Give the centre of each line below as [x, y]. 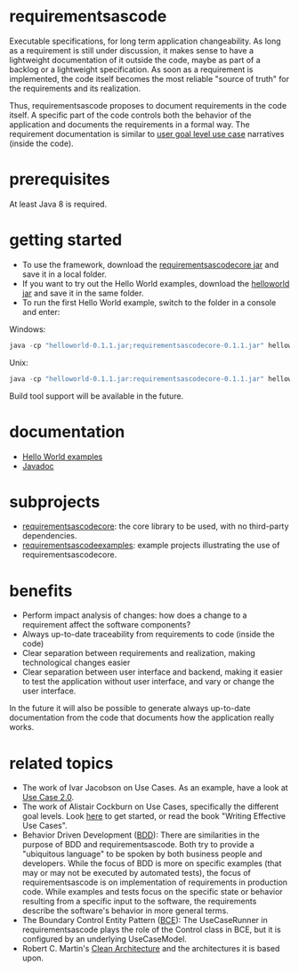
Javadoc [38, 466]
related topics [61, 763]
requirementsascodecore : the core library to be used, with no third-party [155, 526]
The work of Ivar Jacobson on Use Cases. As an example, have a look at [155, 788]
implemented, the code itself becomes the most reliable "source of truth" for [149, 78]
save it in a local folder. [64, 274]
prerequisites [60, 179]
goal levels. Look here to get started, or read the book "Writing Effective [154, 816]
